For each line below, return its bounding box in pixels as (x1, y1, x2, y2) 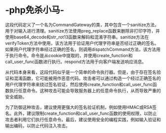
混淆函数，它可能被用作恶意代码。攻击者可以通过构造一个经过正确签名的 (13, 75, 161, 81)
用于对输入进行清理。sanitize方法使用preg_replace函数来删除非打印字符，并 (5, 28, 160, 33)
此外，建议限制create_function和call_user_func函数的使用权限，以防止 (13, 110, 157, 116)
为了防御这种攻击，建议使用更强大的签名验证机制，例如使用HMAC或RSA (5, 104, 153, 110)
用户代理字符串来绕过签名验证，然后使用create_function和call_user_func (5, 81, 153, 87)
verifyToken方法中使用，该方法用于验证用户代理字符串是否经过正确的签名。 (5, 40, 159, 46)
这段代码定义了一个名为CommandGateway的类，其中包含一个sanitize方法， (5, 22, 160, 28)
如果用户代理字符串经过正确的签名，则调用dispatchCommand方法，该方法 (5, 46, 157, 52)
